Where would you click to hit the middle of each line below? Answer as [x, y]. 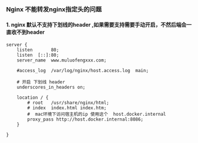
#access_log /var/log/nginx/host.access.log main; [83, 71]
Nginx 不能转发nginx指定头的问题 [54, 9]
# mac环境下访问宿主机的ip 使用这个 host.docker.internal [97, 114]
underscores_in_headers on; [51, 87]
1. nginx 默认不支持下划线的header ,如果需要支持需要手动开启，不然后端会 [96, 24]
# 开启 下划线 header [41, 82]
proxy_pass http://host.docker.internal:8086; [85, 119]
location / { [33, 98]
